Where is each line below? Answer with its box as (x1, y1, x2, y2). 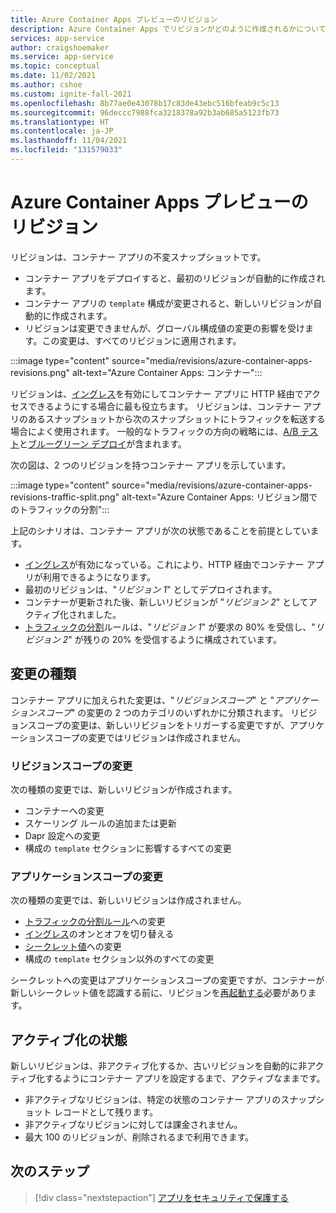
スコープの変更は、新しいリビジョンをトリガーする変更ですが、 (27, 719, 290, 731)
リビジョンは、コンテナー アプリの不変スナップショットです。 (10, 251, 267, 263)
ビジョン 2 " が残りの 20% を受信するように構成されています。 (24, 633, 282, 645)
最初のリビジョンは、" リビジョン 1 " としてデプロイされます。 (24, 583, 278, 595)
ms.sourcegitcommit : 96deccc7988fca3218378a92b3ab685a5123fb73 (10, 107, 280, 118)
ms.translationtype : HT (10, 117, 110, 127)
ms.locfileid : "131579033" (10, 145, 123, 155)
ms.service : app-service (10, 52, 114, 62)
